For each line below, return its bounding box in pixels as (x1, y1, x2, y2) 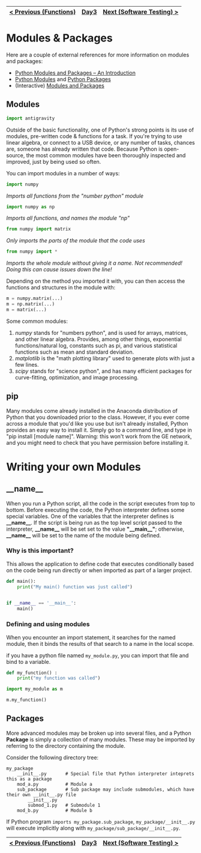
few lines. (14, 361, 39, 368)
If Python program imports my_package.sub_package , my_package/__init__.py (6, 818, 196, 825)
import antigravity (6, 115, 55, 121)
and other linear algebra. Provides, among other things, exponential (14, 336, 182, 343)
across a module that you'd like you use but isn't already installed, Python (6, 420, 188, 427)
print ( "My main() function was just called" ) (17, 583, 133, 590)
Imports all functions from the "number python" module (6, 192, 144, 199)
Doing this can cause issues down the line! (6, 266, 112, 273)
